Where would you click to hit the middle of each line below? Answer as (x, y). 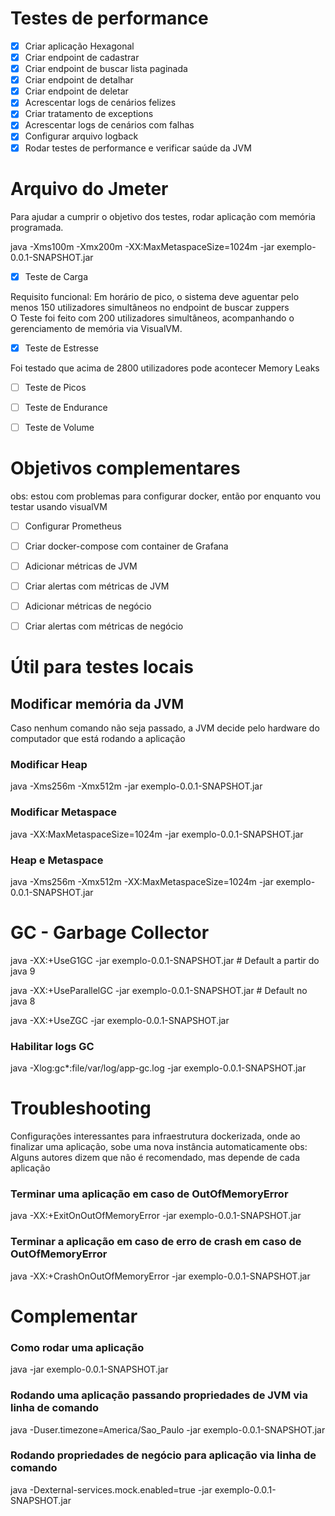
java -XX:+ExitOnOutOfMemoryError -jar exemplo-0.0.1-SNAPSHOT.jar (156, 1216)
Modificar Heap (49, 765)
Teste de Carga (56, 276)
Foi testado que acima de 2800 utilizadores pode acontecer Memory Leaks (165, 368)
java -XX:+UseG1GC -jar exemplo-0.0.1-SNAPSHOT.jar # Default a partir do (165, 960)
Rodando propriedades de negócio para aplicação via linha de (163, 1455)
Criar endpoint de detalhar (79, 80)
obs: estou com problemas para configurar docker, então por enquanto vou (165, 496)
